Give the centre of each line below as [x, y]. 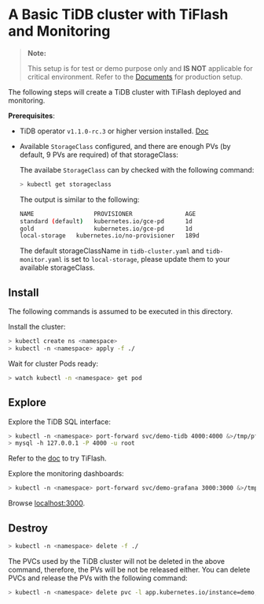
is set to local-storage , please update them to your [147, 259]
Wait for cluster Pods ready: [53, 364]
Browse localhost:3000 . [46, 503]
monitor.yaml [41, 260]
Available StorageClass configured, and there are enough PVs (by [125, 146]
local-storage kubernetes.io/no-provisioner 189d [109, 236]
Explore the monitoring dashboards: [66, 474]
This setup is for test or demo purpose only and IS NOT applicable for [140, 68]
